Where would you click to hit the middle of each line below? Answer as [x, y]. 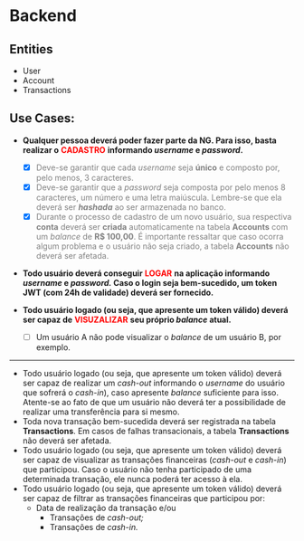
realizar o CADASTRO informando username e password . [133, 149]
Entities [31, 49]
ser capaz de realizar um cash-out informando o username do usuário [153, 383]
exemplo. [53, 347]
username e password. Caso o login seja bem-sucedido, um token [150, 283]
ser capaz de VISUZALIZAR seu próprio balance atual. [127, 319]
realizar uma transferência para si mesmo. [101, 412]
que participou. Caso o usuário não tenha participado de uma [137, 470]
